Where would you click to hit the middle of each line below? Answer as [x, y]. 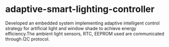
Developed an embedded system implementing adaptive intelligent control [82, 23]
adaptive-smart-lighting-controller [80, 9]
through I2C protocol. [27, 39]
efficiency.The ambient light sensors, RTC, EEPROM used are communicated [85, 33]
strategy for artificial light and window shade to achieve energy [71, 28]
